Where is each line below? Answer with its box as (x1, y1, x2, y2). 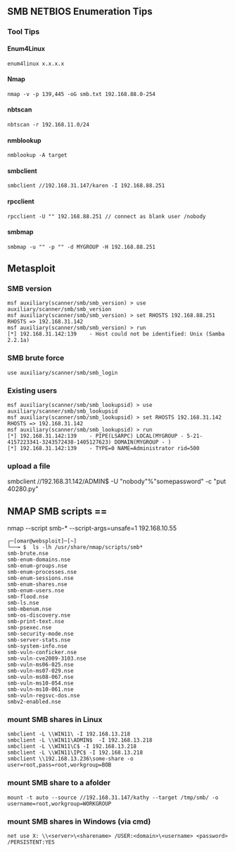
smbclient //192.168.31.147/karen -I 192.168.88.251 (7, 182, 165, 189)
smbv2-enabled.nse (7, 699, 61, 706)
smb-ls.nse (7, 600, 39, 607)
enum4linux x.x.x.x (7, 60, 65, 67)
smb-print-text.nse (7, 618, 65, 625)
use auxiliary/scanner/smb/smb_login (7, 369, 118, 377)
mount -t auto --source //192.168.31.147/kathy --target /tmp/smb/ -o (7, 794, 219, 801)
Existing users (7, 385, 58, 395)
